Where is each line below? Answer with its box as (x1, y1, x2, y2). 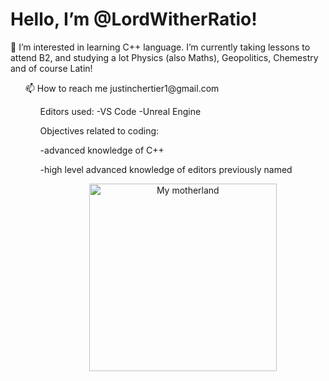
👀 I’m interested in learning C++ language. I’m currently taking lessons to (10, 41, 311, 53)
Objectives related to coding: (39, 124, 160, 137)
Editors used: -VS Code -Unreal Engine (39, 105, 202, 117)
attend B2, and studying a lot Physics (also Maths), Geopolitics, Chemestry (10, 51, 319, 63)
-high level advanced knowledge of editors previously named (39, 163, 293, 175)
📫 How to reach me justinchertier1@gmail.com (24, 82, 220, 94)
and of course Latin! (10, 62, 93, 74)
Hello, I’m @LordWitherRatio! (10, 8, 258, 31)
